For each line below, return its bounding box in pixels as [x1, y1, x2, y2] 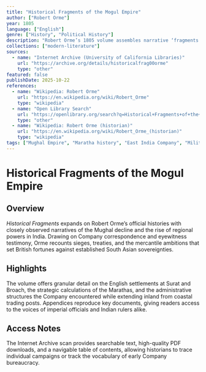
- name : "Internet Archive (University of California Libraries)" [12, 54, 185, 61]
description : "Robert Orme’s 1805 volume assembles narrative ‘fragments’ [6, 37, 202, 43]
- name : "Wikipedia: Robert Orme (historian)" [12, 123, 133, 129]
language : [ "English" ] [6, 26, 64, 32]
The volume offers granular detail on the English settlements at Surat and [6, 280, 191, 287]
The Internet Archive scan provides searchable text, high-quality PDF [6, 340, 181, 347]
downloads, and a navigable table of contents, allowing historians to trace [6, 346, 193, 354]
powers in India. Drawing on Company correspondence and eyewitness [6, 232, 187, 240]
